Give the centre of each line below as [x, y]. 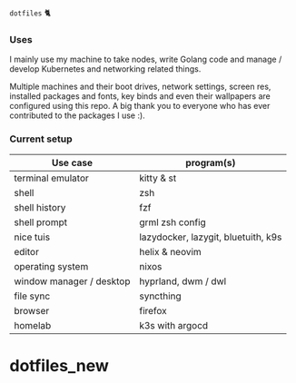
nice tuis [32, 237]
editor [26, 251]
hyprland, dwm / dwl [183, 281]
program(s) [211, 162]
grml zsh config [173, 222]
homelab [33, 325]
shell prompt [41, 222]
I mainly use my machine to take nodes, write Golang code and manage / [146, 59]
